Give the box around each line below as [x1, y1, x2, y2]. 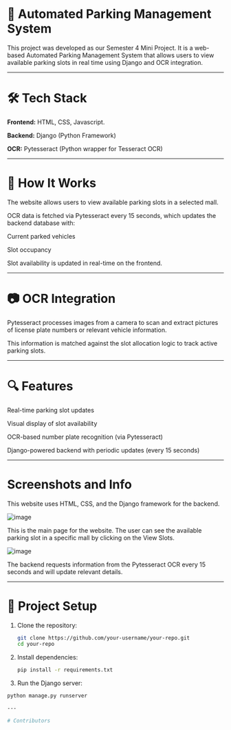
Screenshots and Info [7, 476, 132, 492]
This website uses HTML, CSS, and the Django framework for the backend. [7, 500, 220, 508]
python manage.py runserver [7, 693, 88, 700]
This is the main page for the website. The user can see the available [7, 526, 202, 534]
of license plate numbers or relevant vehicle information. [7, 326, 167, 334]
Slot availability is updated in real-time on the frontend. [7, 259, 163, 267]
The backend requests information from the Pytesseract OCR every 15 [7, 560, 206, 569]
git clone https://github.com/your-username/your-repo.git [16, 634, 190, 641]
